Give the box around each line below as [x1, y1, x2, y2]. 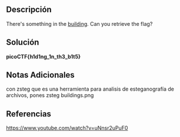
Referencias [6, 109, 52, 119]
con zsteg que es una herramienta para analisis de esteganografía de [6, 85, 175, 93]
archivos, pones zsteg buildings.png [6, 92, 94, 99]
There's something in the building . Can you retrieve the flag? [6, 20, 153, 27]
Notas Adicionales [6, 70, 75, 80]
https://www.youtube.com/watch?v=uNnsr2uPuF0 [6, 125, 128, 132]
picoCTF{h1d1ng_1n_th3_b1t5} [6, 53, 81, 60]
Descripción [6, 5, 52, 15]
